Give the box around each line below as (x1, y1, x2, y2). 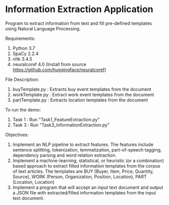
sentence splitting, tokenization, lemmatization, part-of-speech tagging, (12, 146, 162, 152)
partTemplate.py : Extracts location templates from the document (12, 97, 148, 103)
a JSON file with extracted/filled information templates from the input (12, 189, 156, 195)
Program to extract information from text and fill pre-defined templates (5, 20, 152, 26)
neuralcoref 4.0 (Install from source (12, 61, 87, 67)
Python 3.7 (12, 45, 35, 51)
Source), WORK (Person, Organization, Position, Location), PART (12, 173, 147, 180)
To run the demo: (5, 107, 41, 113)
